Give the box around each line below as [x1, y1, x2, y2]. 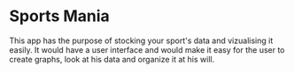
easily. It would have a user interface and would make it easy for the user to [9, 44, 285, 55]
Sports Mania [9, 6, 111, 26]
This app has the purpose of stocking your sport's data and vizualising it [9, 35, 274, 46]
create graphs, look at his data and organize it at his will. [9, 54, 215, 64]
